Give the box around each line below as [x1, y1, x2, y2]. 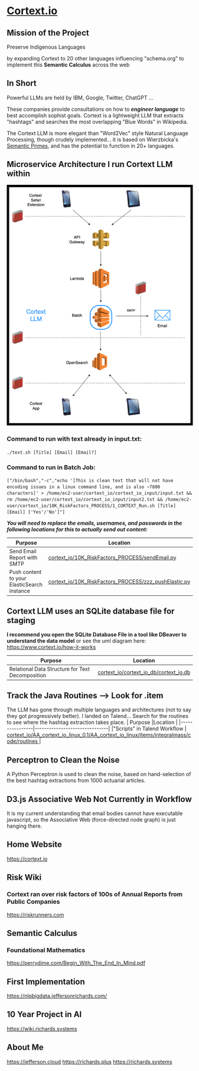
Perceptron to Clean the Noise [6, 755, 120, 765]
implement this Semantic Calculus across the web [6, 61, 130, 68]
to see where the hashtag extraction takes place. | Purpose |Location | [6, 719, 178, 726]
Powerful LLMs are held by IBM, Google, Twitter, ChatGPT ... [6, 94, 154, 101]
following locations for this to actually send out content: [6, 526, 148, 533]
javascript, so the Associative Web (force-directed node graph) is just [6, 816, 176, 823]
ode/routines [6, 737, 38, 745]
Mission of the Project [6, 28, 89, 38]
